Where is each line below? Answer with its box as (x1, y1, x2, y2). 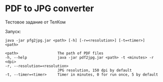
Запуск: (5, 28, 21, 34)
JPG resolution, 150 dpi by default (57, 68, 132, 73)
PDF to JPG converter (5, 3, 94, 14)
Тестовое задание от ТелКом (5, 19, 66, 25)
